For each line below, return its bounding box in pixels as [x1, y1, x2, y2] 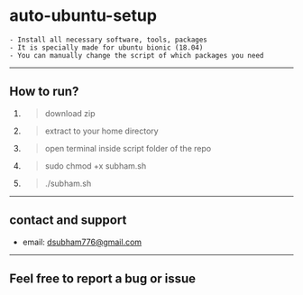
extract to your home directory [44, 125, 160, 136]
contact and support [9, 213, 127, 228]
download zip [44, 107, 96, 118]
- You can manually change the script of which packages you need [9, 51, 264, 60]
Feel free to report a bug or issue [9, 271, 197, 286]
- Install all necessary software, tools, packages [9, 35, 207, 44]
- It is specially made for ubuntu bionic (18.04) [9, 42, 204, 52]
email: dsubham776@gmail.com [22, 236, 142, 247]
